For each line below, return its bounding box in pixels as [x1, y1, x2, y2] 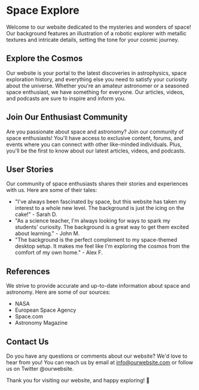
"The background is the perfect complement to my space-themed [14, 236, 177, 243]
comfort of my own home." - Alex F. [14, 249, 103, 256]
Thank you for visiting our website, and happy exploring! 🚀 [6, 377, 150, 383]
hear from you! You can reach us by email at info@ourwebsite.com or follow [6, 359, 193, 365]
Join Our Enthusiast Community [6, 112, 128, 123]
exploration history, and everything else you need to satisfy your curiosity [6, 75, 188, 83]
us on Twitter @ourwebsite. [6, 365, 74, 372]
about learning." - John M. [14, 230, 80, 237]
